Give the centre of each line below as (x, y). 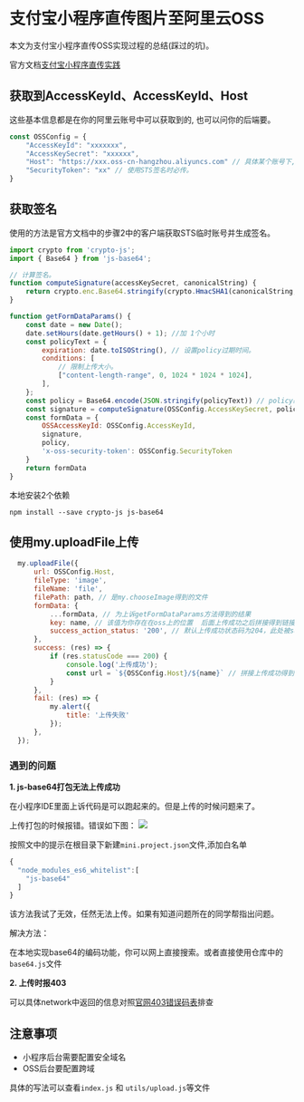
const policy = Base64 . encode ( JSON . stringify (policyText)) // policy (160, 401)
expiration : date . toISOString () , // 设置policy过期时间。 (149, 350)
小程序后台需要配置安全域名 (74, 1058)
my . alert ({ (70, 707)
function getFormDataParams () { (70, 317)
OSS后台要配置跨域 (58, 1068)
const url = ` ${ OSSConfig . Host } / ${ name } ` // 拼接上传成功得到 (180, 673)
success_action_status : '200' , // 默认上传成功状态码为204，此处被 (170, 631)
